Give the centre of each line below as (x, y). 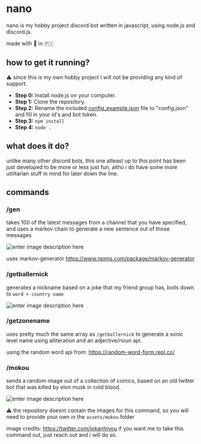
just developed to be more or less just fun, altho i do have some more (92, 167)
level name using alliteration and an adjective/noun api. (74, 340)
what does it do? (38, 146)
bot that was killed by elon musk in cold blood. (64, 387)
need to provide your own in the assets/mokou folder (70, 417)
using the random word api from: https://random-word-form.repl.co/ (91, 352)
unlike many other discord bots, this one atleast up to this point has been (96, 161)
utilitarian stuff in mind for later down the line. (62, 173)
